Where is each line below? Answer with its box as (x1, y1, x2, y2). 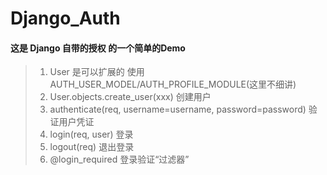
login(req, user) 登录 (49, 128, 134, 141)
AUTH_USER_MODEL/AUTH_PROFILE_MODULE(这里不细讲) (49, 78, 297, 91)
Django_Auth (10, 7, 121, 30)
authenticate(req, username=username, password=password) (49, 103, 307, 116)
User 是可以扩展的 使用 (49, 66, 145, 78)
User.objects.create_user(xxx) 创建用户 (49, 91, 212, 103)
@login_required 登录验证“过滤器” (49, 153, 190, 166)
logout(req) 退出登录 (49, 141, 135, 153)
